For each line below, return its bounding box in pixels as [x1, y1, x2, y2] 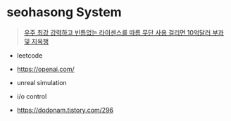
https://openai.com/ [16, 65, 75, 73]
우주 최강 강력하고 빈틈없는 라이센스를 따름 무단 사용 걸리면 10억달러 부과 [23, 28, 224, 37]
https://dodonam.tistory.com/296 [16, 106, 114, 114]
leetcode [16, 51, 43, 60]
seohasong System [6, 4, 122, 20]
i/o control [16, 92, 47, 101]
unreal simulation [16, 78, 68, 87]
